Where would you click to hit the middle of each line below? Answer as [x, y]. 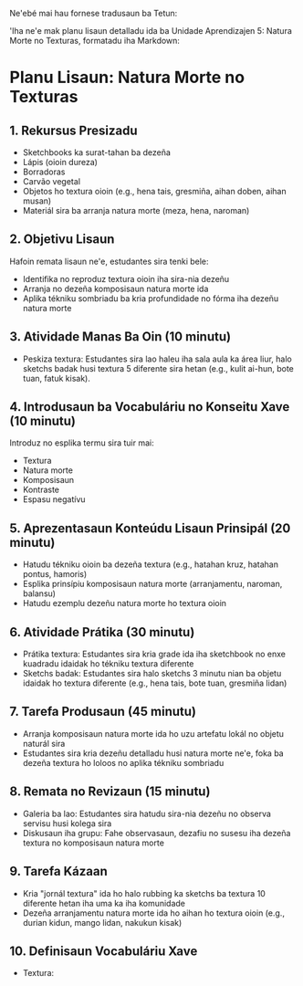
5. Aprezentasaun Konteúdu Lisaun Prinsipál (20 [150, 528]
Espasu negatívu [54, 499]
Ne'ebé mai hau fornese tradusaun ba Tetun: [94, 13]
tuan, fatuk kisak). [57, 378]
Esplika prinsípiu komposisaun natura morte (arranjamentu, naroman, [152, 584]
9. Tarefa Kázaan [58, 871]
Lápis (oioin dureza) [60, 162]
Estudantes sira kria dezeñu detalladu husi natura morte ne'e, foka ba [153, 753]
